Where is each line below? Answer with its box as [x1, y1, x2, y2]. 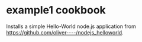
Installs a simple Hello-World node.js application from [6, 23, 136, 30]
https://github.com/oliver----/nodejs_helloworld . [6, 29, 124, 36]
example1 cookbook [6, 3, 106, 17]
